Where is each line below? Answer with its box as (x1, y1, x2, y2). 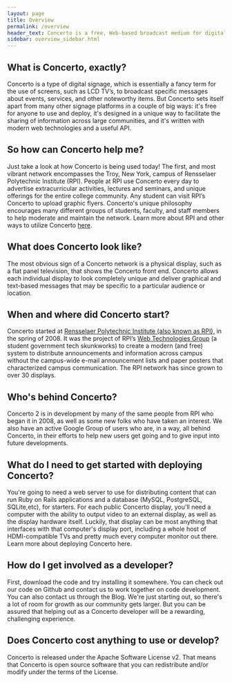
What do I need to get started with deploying (7, 459, 202, 471)
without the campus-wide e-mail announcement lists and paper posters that (7, 357, 224, 365)
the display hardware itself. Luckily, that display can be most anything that (7, 518, 217, 525)
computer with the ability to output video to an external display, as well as (7, 510, 216, 518)
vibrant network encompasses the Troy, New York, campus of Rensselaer (7, 169, 216, 178)
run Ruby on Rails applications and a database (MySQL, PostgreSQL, (7, 496, 202, 503)
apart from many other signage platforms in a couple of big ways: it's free (7, 102, 217, 110)
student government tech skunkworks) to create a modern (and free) (7, 341, 204, 350)
